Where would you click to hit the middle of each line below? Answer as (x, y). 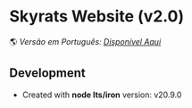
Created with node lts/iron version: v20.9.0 (102, 95)
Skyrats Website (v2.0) (97, 17)
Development (48, 73)
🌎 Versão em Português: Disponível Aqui (85, 41)
